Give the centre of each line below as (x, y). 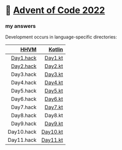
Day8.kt (54, 116)
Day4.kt (54, 83)
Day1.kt (54, 58)
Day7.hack (24, 107)
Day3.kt (54, 74)
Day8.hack (24, 116)
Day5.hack (24, 91)
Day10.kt (52, 132)
